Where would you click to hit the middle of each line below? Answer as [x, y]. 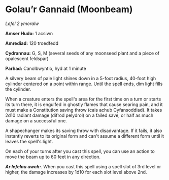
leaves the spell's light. [29, 141]
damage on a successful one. [36, 120]
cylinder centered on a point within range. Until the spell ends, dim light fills [84, 84]
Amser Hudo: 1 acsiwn [29, 33]
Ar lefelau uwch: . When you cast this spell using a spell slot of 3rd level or [83, 166]
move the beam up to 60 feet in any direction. [53, 157]
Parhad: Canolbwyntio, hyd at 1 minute [46, 68]
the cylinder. [18, 89]
